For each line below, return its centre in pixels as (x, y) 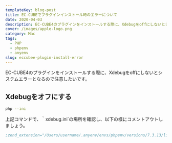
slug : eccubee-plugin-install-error (44, 57)
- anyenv (19, 53)
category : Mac (20, 34)
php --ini (16, 109)
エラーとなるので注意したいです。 (54, 79)
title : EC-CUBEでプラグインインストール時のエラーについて (61, 15)
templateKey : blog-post (31, 10)
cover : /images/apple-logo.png (39, 29)
